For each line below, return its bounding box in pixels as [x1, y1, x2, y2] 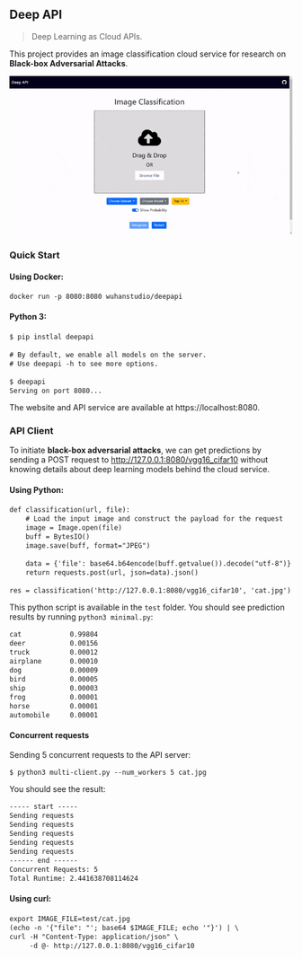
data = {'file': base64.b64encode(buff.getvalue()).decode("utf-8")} [25, 559, 292, 568]
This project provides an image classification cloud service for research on [9, 48, 287, 59]
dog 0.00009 [9, 666, 99, 675]
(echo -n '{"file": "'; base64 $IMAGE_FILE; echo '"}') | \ [9, 923, 240, 932]
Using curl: [9, 893, 52, 903]
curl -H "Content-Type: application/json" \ [9, 932, 179, 941]
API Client [9, 424, 54, 436]
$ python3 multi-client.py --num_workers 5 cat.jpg [9, 768, 207, 778]
